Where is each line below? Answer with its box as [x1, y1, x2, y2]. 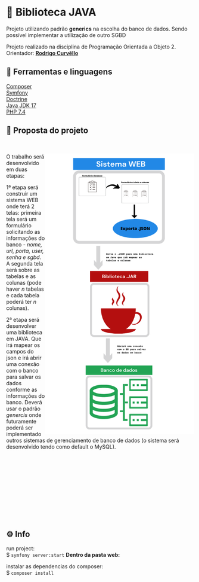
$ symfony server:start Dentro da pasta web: [6, 551, 120, 559]
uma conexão [6, 360, 40, 367]
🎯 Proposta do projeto [6, 126, 88, 136]
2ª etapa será [6, 316, 40, 323]
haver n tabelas [6, 285, 45, 292]
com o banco [6, 367, 39, 374]
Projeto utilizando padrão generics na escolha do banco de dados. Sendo [6, 25, 188, 32]
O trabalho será [6, 153, 45, 160]
